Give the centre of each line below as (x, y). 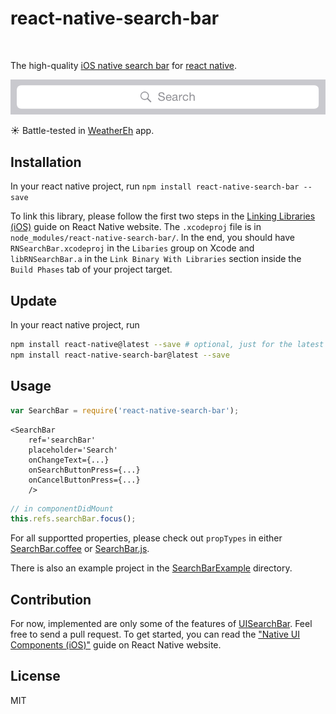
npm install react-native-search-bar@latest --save (120, 355)
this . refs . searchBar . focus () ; (73, 519)
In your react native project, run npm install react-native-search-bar (155, 186)
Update (34, 300)
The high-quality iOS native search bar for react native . (123, 65)
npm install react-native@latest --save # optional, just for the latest (167, 345)
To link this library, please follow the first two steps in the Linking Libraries (163, 216)
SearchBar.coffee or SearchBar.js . (80, 549)
